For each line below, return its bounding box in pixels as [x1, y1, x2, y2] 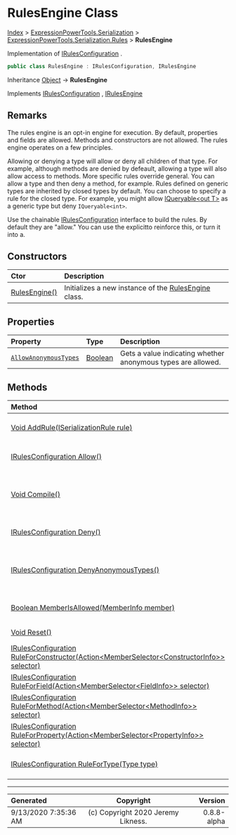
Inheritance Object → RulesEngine [7, 75, 107, 84]
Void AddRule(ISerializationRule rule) [11, 423, 133, 433]
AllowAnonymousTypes [11, 354, 79, 362]
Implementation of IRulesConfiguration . [7, 49, 123, 58]
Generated [11, 796, 47, 805]
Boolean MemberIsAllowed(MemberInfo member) [11, 603, 176, 613]
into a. [7, 230, 26, 238]
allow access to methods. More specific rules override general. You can [7, 171, 215, 180]
